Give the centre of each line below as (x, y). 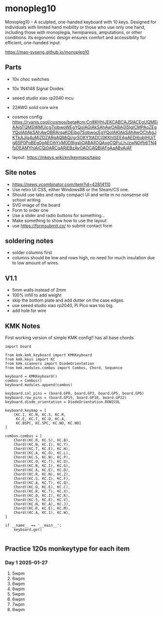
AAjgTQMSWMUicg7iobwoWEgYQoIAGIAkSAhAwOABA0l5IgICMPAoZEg (84, 127)
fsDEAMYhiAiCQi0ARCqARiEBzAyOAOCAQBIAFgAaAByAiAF (72, 148)
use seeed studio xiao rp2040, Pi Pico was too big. (63, 306)
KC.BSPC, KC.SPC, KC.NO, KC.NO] (49, 423)
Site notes (21, 172)
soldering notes (29, 241)
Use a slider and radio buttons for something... (58, 215)
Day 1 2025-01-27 (26, 563)
